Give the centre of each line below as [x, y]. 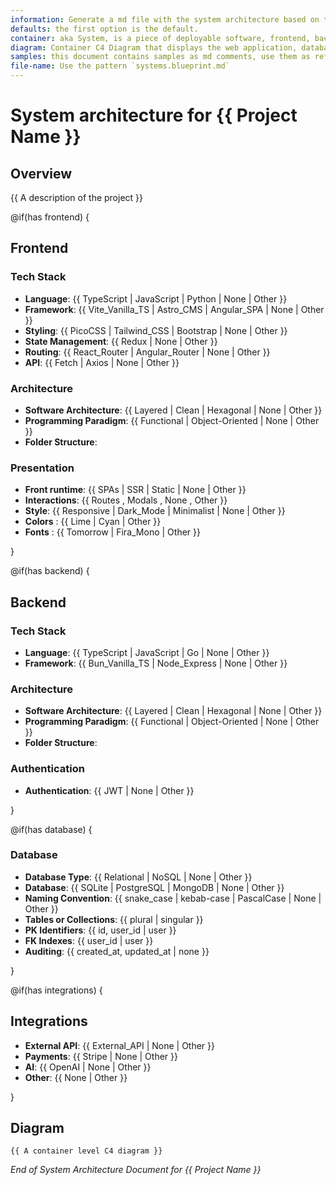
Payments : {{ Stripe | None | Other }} [101, 1056]
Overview [41, 173]
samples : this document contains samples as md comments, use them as [160, 57]
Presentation [42, 468]
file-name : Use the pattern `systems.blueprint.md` [120, 66]
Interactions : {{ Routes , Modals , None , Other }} [126, 500]
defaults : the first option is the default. [104, 29]
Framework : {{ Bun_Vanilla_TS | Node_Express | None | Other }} [156, 663]
